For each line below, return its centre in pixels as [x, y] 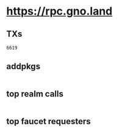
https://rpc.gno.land [60, 11]
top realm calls [35, 94]
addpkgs [23, 66]
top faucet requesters [49, 121]
